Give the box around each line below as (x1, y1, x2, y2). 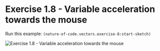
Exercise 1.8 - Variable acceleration (5, 3, 155, 15)
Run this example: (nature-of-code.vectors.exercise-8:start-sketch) (5, 30, 151, 36)
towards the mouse (5, 14, 88, 25)
